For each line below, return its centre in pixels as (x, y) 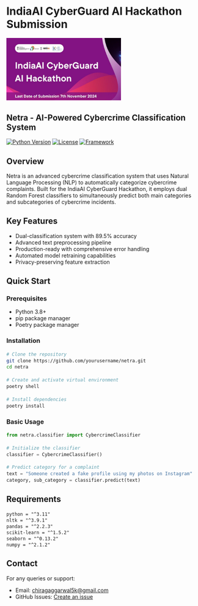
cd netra (17, 367)
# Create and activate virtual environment (63, 380)
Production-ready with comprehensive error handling (82, 249)
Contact (22, 563)
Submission (37, 24)
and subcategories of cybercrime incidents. (61, 202)
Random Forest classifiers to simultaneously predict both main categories (99, 195)
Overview (25, 161)
